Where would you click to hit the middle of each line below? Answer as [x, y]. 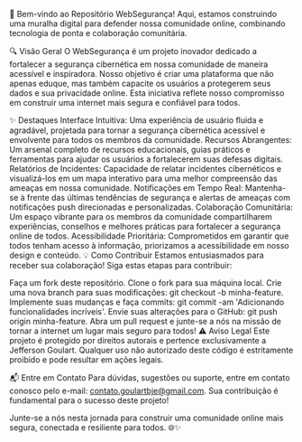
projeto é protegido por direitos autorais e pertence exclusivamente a [138, 340]
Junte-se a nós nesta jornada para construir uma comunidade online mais [146, 418]
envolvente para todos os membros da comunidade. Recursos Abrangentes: [151, 140]
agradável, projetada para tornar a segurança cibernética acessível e [137, 130]
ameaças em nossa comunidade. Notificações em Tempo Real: [126, 188]
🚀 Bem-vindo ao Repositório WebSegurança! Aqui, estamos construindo [143, 14]
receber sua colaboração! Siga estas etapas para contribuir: [121, 265]
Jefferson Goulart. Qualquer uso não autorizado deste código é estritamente [151, 350]
